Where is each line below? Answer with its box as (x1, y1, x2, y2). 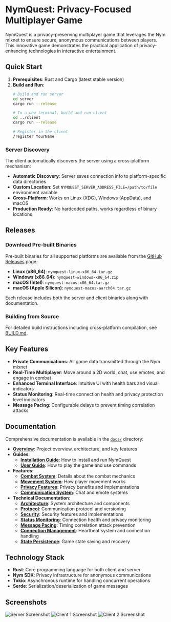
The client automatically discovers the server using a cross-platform (5, 158, 149, 164)
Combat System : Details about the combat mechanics (20, 473, 136, 479)
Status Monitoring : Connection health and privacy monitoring (20, 516, 151, 523)
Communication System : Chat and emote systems (20, 489, 128, 495)
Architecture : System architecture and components (20, 500, 130, 506)
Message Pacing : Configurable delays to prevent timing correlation (12, 402, 155, 408)
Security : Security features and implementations (20, 511, 124, 517)
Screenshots (5, 598, 47, 607)
